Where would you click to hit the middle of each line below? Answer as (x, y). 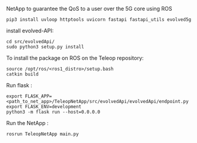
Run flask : (19, 85)
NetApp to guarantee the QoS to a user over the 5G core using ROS (89, 9)
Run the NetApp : (28, 123)
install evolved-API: (30, 31)
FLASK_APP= (38, 96)
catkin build (22, 74)
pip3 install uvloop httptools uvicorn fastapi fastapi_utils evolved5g (99, 20)
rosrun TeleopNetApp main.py (43, 134)
